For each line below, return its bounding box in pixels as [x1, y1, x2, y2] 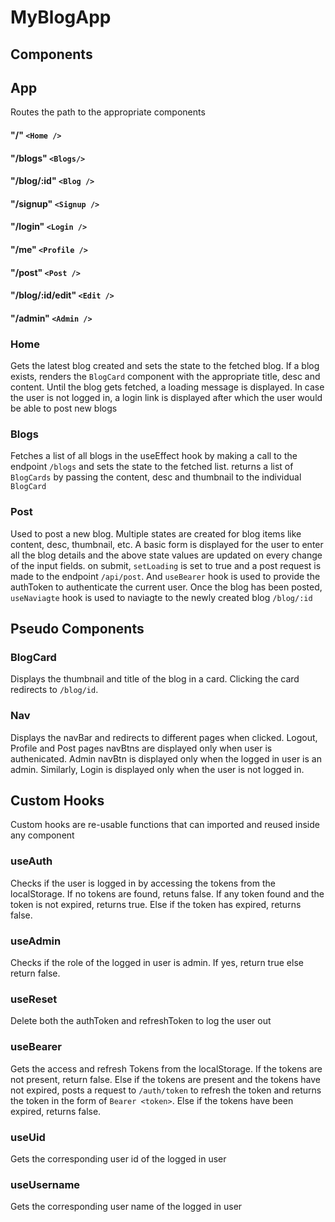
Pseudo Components [10, 621, 145, 638]
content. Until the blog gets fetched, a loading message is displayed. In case [10, 381, 325, 393]
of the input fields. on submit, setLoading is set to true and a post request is [10, 559, 322, 571]
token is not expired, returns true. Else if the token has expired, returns [10, 898, 302, 910]
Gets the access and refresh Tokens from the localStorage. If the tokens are [10, 1062, 323, 1075]
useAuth [10, 854, 53, 868]
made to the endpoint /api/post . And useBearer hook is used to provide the [10, 570, 321, 582]
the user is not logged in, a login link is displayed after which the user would [10, 392, 323, 404]
